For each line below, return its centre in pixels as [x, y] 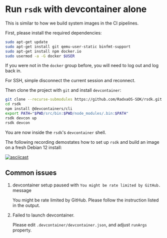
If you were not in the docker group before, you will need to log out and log [82, 66]
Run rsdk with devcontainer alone [76, 9]
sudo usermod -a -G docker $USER [40, 56]
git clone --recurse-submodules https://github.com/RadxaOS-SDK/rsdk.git [84, 99]
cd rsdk [13, 104]
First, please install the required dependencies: [53, 33]
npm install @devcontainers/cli [39, 109]
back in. [13, 71]
